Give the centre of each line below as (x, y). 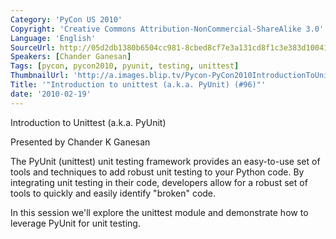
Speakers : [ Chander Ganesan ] (71, 57)
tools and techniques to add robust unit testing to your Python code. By (157, 172)
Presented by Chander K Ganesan (80, 142)
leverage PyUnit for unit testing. (75, 223)
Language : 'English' (53, 38)
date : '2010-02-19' (51, 94)
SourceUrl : (33, 47)
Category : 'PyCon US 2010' (66, 19)
